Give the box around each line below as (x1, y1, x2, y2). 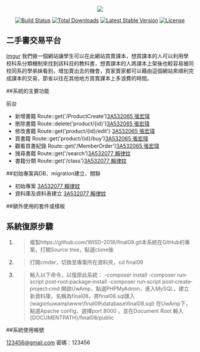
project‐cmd (29, 285, 60, 292)
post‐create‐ (162, 278, 193, 285)
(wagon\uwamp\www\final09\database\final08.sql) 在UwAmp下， (29, 300, 191, 307)
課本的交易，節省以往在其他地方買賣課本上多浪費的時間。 (11, 74, 152, 81)
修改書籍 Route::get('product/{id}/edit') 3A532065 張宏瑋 (14, 127, 155, 134)
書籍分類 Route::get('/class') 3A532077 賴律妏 (14, 157, 127, 164)
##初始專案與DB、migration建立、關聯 (6, 169, 101, 177)
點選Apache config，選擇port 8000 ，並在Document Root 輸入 (29, 307, 184, 315)
